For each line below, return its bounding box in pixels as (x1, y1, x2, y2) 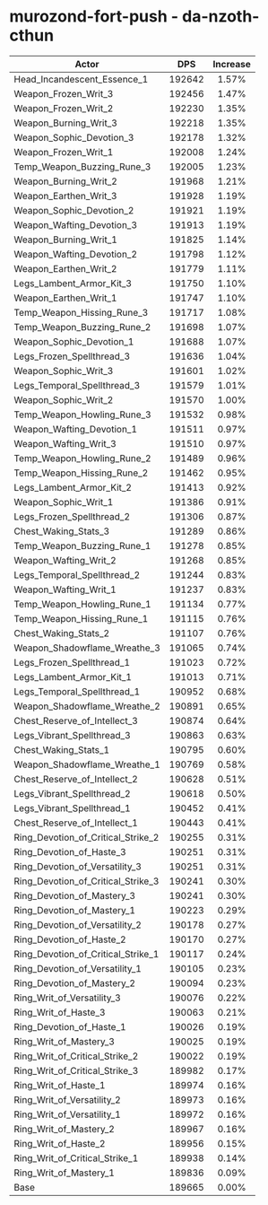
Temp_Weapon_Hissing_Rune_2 (13, 467, 149, 479)
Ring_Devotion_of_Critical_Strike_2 (13, 831, 160, 843)
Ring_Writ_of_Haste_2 (13, 1137, 106, 1149)
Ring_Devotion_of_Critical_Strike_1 (13, 947, 160, 960)
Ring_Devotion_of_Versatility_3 (13, 860, 142, 872)
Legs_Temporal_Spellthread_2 (13, 568, 141, 581)
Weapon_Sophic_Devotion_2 (13, 204, 134, 216)
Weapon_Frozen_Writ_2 (13, 101, 114, 114)
